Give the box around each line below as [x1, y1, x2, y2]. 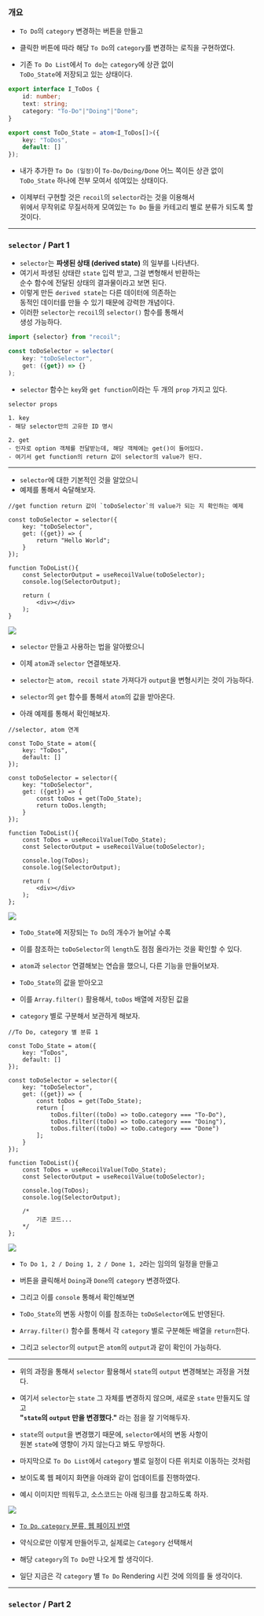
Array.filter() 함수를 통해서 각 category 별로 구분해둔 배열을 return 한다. [19, 1326, 250, 1335]
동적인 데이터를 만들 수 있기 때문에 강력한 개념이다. [19, 297, 175, 308]
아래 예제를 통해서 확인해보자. [19, 708, 111, 718]
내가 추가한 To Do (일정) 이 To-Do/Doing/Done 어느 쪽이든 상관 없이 [19, 166, 224, 175]
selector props [8, 400, 58, 408]
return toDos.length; [36, 801, 108, 810]
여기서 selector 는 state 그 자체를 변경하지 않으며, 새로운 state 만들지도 [19, 1393, 242, 1402]
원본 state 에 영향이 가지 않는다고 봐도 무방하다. [19, 1439, 166, 1448]
